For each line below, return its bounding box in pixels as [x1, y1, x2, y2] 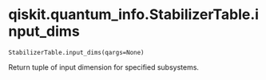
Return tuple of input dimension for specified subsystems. [8, 62, 200, 72]
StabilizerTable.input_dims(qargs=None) [8, 48, 145, 56]
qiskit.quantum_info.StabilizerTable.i [8, 6, 260, 24]
